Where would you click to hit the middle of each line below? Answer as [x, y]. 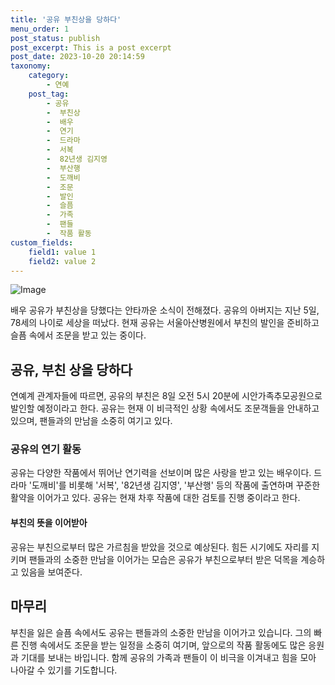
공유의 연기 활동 [46, 449]
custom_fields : [42, 242]
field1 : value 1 [62, 252]
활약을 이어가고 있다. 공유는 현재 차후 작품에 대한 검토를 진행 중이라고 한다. [155, 498]
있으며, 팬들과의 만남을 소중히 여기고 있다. [91, 421]
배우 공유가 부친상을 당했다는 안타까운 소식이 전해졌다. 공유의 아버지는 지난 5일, [165, 310]
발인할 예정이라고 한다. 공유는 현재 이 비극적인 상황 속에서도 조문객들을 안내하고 [165, 408]
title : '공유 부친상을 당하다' [66, 19]
